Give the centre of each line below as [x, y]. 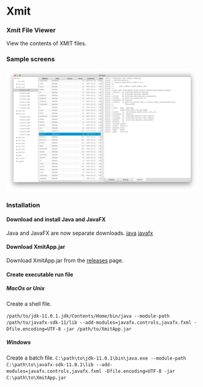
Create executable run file [40, 274]
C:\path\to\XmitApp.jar [36, 378]
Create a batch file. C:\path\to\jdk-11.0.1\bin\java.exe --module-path [96, 358]
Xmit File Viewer [31, 30]
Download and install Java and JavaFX [56, 220]
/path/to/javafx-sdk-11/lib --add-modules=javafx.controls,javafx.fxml [99, 322]
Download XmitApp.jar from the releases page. [65, 260]
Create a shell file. [29, 304]
